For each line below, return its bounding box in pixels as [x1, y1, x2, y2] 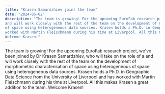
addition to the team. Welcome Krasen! [5, 84, 84, 90]
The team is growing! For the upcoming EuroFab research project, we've [5, 47, 151, 54]
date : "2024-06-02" [5, 12, 45, 17]
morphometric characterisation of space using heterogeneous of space [5, 63, 150, 69]
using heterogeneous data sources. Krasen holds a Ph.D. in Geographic [5, 69, 150, 74]
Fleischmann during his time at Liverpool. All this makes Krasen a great [5, 79, 149, 85]
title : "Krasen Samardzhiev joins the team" [5, 7, 98, 12]
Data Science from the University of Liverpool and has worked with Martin [5, 74, 155, 80]
